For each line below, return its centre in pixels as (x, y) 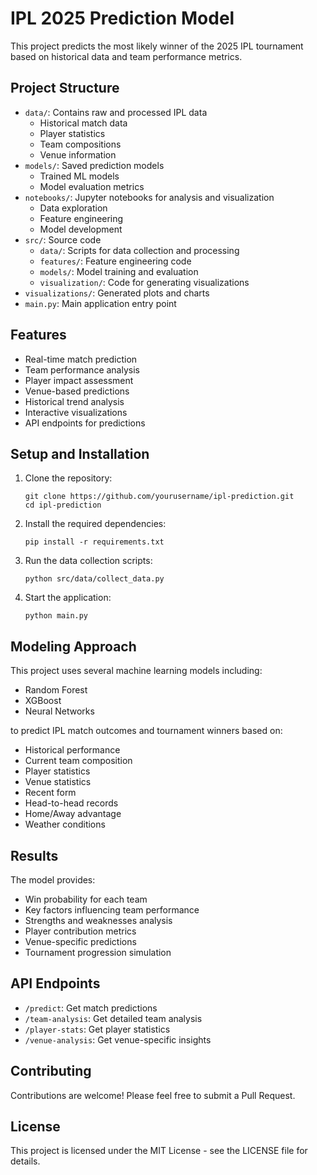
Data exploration (73, 208)
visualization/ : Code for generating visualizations (144, 282)
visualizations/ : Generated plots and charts (117, 293)
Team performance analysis (82, 369)
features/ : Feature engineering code (115, 261)
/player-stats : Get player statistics (97, 1029)
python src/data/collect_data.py (94, 579)
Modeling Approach (73, 646)
